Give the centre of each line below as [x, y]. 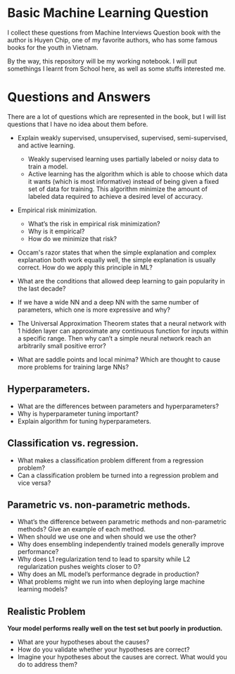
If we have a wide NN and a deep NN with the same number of [108, 302]
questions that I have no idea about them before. [78, 124]
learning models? [43, 589]
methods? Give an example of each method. [81, 529]
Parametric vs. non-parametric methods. [99, 504]
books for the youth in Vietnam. [53, 47]
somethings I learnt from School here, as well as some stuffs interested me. [117, 68]
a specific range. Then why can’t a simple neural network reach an [114, 338]
